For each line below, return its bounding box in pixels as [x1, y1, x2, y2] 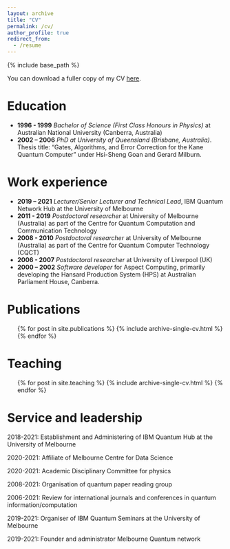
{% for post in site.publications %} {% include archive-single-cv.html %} [17, 324, 223, 332]
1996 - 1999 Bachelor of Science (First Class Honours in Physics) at [17, 121, 211, 129]
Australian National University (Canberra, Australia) [17, 128, 163, 136]
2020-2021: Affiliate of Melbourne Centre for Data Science [7, 453, 174, 462]
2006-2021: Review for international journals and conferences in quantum [7, 493, 217, 502]
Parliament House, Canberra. [17, 277, 100, 286]
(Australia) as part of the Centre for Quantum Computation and [17, 219, 196, 227]
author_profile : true [7, 29, 70, 36]
